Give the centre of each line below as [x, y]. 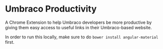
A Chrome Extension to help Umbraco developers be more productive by [78, 22]
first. [10, 42]
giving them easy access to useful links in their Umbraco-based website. [79, 27]
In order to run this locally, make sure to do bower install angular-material [82, 37]
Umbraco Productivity [51, 9]
